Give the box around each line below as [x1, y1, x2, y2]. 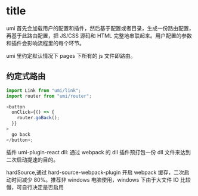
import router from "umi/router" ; [6, 93, 92, 99]
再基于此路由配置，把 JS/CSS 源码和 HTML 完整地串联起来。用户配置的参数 [6, 32, 192, 39]
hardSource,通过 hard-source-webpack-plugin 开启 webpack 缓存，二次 [6, 169, 184, 176]
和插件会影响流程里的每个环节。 [6, 39, 85, 46]
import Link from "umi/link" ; [6, 88, 82, 94]
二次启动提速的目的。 [6, 156, 58, 163]
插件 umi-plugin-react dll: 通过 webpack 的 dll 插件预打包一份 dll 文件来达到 [6, 148, 191, 155]
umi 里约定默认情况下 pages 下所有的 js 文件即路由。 [6, 52, 136, 59]
